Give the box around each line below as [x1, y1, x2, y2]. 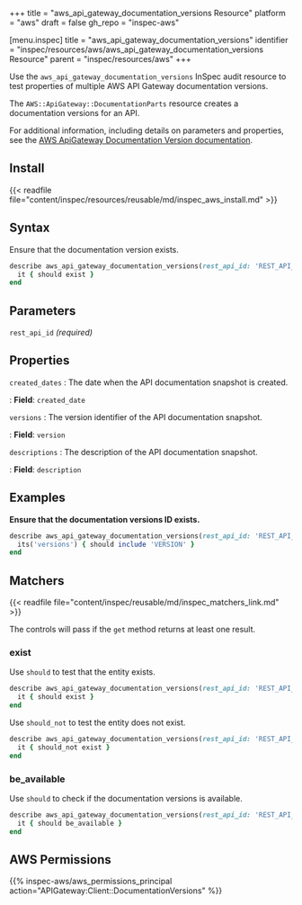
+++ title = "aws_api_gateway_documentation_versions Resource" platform [9, 8, 286, 18]
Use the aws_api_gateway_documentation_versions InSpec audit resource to [9, 71, 287, 82]
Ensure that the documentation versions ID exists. [9, 514, 200, 524]
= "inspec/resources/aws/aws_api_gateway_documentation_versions [9, 44, 263, 55]
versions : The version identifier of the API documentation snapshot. [9, 411, 262, 422]
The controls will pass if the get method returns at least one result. [9, 624, 256, 635]
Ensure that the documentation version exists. [9, 244, 180, 255]
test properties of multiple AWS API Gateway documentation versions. [9, 81, 269, 91]
